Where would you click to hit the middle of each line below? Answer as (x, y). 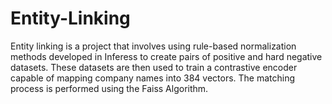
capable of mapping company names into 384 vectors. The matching (153, 78)
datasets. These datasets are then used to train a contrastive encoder (154, 67)
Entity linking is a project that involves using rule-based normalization (153, 46)
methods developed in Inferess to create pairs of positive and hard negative (166, 56)
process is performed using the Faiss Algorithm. (109, 88)
